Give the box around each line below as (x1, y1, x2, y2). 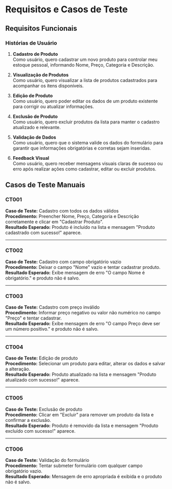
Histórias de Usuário (5, 39, 57, 47)
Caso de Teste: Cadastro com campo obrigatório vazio (5, 259, 122, 265)
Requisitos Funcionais (5, 24, 78, 33)
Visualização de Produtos (12, 72, 69, 78)
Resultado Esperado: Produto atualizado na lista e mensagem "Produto (5, 371, 157, 377)
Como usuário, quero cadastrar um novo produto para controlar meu (12, 56, 158, 62)
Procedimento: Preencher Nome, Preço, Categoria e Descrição (5, 213, 139, 219)
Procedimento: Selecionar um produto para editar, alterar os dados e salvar (5, 360, 165, 367)
